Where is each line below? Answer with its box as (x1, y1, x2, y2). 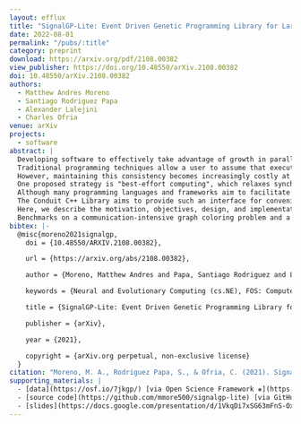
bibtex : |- (9, 221, 50, 230)
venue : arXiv (9, 122, 58, 131)
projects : (9, 130, 47, 139)
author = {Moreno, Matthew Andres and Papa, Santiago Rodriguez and (25, 271, 287, 280)
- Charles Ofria (17, 113, 78, 122)
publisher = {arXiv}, (25, 319, 106, 328)
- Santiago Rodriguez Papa (17, 96, 118, 106)
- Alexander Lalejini (17, 105, 99, 114)
